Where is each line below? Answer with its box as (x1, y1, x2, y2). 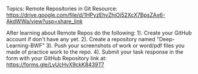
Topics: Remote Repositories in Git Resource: (6, 5, 118, 12)
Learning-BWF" (6, 42, 45, 49)
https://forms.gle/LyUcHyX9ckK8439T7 (6, 61, 104, 68)
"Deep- (156, 36, 175, 42)
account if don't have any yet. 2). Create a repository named (6, 36, 156, 42)
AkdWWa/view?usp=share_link (6, 18, 83, 24)
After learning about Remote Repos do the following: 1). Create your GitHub (6, 29, 192, 36)
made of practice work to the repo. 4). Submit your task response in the (6, 48, 184, 55)
